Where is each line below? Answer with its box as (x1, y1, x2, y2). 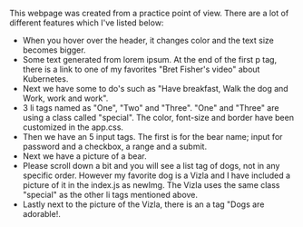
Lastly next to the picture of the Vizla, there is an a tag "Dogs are (22, 199, 265, 210)
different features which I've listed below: (9, 17, 164, 28)
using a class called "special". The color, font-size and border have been (22, 113, 295, 123)
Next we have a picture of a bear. (22, 151, 147, 162)
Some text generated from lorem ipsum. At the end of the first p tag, (22, 54, 278, 64)
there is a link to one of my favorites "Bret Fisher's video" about (22, 64, 260, 74)
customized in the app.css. (22, 122, 124, 133)
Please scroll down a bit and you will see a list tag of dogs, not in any (22, 161, 280, 171)
